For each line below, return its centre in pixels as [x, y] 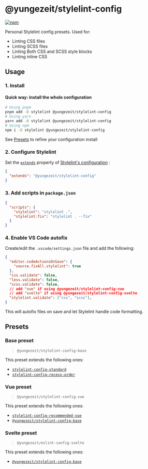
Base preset [19, 340]
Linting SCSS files [30, 46]
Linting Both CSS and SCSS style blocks [52, 51]
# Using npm [17, 125]
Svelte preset [21, 433]
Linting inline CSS [30, 56]
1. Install [15, 86]
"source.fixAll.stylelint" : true [47, 266]
